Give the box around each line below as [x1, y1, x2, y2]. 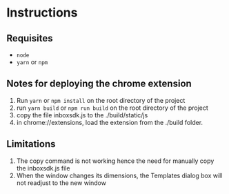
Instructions [6, 5, 78, 21]
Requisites [6, 32, 53, 44]
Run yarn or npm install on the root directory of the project [16, 96, 186, 104]
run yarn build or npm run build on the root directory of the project [16, 104, 208, 112]
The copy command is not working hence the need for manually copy [16, 157, 215, 165]
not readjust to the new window [16, 178, 106, 187]
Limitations [6, 138, 56, 150]
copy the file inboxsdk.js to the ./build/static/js [16, 110, 148, 119]
